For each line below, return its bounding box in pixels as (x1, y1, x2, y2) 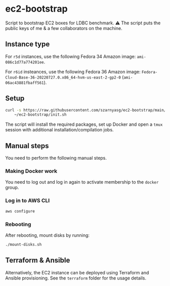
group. (5, 185, 19, 191)
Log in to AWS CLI (5, 197, 50, 204)
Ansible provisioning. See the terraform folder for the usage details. (5, 275, 147, 281)
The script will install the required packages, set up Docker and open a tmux (5, 121, 163, 127)
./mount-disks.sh (5, 242, 42, 247)
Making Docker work (5, 168, 58, 175)
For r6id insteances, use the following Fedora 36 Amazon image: (5, 68, 141, 75)
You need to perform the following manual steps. (5, 155, 107, 161)
